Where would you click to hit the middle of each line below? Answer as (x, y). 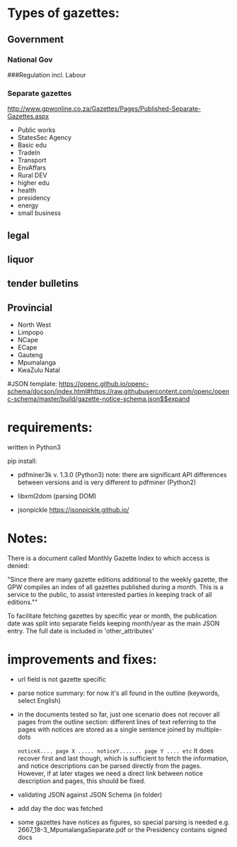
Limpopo (30, 332)
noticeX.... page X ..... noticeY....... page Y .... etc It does (116, 750)
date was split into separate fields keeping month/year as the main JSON (114, 623)
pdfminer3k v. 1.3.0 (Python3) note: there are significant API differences (122, 475)
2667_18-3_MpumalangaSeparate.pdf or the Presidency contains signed (122, 829)
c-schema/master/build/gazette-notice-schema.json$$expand (98, 399)
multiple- (209, 729)
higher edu (33, 183)
